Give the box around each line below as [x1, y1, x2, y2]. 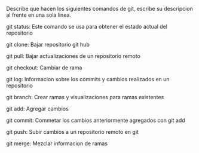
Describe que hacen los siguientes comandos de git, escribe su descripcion [6, 5, 193, 12]
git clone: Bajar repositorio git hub [6, 41, 90, 48]
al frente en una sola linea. [6, 11, 72, 19]
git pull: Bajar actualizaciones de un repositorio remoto [6, 53, 140, 59]
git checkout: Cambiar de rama [6, 64, 82, 71]
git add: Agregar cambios [6, 105, 69, 112]
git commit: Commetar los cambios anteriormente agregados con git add [6, 117, 185, 124]
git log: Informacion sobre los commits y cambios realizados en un [6, 76, 170, 82]
